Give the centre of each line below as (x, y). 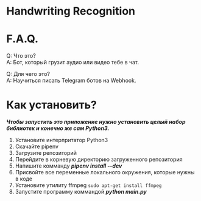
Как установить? (52, 105)
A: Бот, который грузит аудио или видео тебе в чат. (73, 63)
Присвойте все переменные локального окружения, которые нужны (105, 172)
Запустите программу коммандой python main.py (81, 192)
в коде (23, 179)
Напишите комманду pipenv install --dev (69, 166)
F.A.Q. (22, 39)
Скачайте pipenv (37, 146)
